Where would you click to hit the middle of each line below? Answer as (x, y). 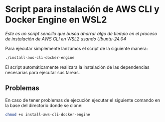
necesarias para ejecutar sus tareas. (43, 72)
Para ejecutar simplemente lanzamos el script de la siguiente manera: (77, 48)
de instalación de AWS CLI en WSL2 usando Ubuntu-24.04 (66, 39)
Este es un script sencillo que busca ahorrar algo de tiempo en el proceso (81, 33)
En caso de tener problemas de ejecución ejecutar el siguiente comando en (83, 100)
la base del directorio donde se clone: (44, 105)
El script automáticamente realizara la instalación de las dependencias (77, 67)
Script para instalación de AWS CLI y (82, 9)
